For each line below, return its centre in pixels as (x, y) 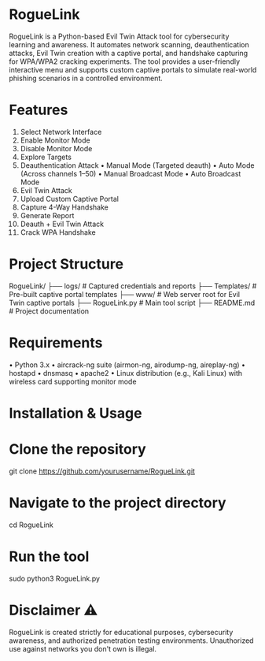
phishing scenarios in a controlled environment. (86, 78)
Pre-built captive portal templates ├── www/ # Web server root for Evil (125, 294)
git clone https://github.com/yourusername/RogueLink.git (102, 471)
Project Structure (66, 264)
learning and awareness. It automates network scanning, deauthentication (129, 44)
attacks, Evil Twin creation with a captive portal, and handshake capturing (129, 53)
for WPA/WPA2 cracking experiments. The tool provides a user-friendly (125, 61)
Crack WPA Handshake (58, 232)
